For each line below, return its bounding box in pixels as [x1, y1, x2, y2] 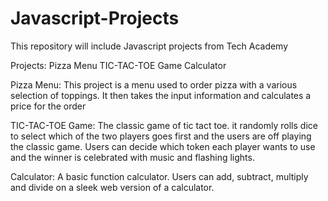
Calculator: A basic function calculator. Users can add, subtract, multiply [10, 170, 309, 182]
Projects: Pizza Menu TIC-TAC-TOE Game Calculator [10, 59, 227, 71]
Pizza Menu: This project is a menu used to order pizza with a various [10, 78, 298, 91]
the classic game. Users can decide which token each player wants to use [10, 140, 316, 152]
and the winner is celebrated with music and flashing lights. [10, 151, 255, 163]
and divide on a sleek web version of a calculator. [10, 181, 215, 193]
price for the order [10, 100, 87, 112]
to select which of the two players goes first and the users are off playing [10, 130, 312, 142]
